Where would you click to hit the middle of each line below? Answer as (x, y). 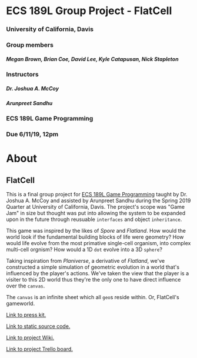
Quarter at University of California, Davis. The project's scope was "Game (96, 207)
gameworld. (21, 303)
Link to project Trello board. (40, 349)
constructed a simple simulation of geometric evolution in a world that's (93, 267)
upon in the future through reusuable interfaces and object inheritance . (94, 219)
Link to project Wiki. (30, 338)
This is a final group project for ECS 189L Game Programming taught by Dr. (97, 195)
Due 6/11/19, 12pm (32, 135)
